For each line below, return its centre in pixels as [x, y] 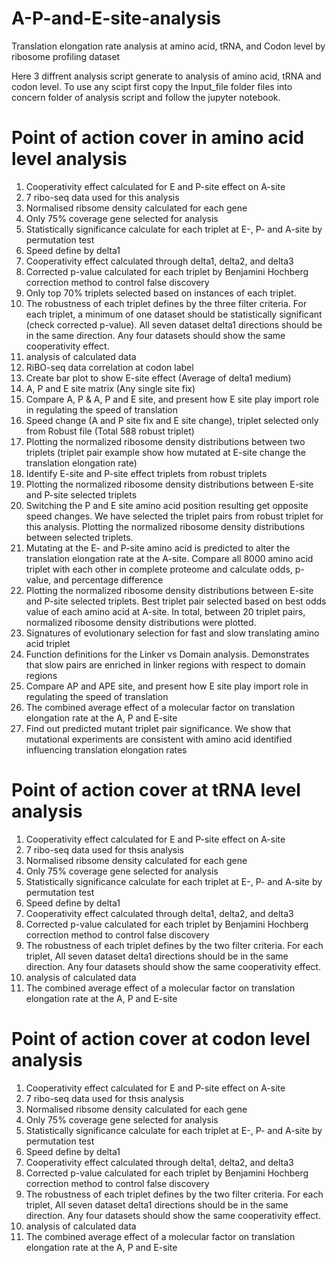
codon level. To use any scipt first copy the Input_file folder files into [152, 86]
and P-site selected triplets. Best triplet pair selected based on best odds [176, 601]
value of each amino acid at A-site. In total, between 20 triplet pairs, [165, 611]
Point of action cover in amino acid [158, 138]
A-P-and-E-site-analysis [116, 18]
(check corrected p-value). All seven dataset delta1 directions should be [174, 324]
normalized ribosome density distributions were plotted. [141, 622]
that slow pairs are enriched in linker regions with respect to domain [165, 664]
